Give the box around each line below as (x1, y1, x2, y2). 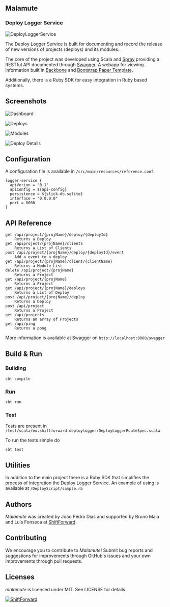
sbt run (5, 400, 22, 405)
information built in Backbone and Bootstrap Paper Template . (5, 67, 133, 73)
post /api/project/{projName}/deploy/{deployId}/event (5, 250, 124, 255)
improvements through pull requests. (5, 558, 83, 564)
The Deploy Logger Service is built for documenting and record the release (5, 41, 163, 47)
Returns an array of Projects (14, 317, 79, 322)
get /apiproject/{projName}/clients (5, 241, 83, 246)
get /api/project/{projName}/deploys (5, 286, 86, 291)
